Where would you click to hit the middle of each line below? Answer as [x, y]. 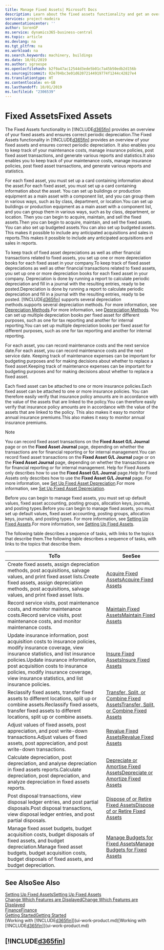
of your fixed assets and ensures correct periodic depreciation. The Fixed [78, 135]
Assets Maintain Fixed [131, 615]
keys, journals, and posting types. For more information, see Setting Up [77, 519]
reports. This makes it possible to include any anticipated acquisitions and [79, 238]
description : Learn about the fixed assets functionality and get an [77, 14]
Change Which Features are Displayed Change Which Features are [72, 900]
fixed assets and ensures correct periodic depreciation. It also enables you [80, 145]
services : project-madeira [32, 19]
